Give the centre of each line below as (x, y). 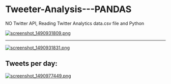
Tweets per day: (31, 64)
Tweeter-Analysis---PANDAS (68, 9)
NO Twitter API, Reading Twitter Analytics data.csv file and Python (75, 23)
